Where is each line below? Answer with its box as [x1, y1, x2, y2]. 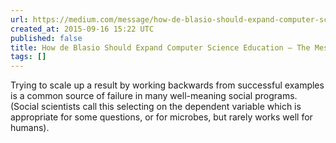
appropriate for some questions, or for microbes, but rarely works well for [10, 111, 313, 123]
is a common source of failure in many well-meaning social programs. [10, 90, 298, 102]
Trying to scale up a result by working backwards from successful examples [10, 79, 325, 91]
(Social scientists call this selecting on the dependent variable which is [10, 101, 302, 113]
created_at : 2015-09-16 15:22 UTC [10, 24, 155, 34]
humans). [10, 122, 50, 134]
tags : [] [10, 52, 47, 62]
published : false [10, 33, 83, 43]
